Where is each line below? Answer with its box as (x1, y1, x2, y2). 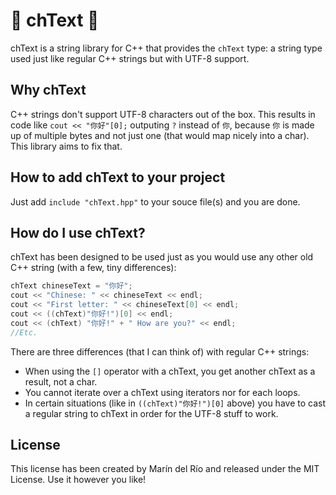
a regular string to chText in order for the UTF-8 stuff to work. (24, 407, 279, 419)
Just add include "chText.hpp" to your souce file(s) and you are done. (10, 195, 301, 208)
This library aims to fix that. (10, 140, 123, 152)
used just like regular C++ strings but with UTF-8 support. (10, 52, 250, 64)
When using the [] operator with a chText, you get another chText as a (24, 365, 316, 377)
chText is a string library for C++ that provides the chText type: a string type (10, 42, 323, 54)
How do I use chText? (10, 224, 146, 241)
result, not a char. (24, 375, 98, 388)
